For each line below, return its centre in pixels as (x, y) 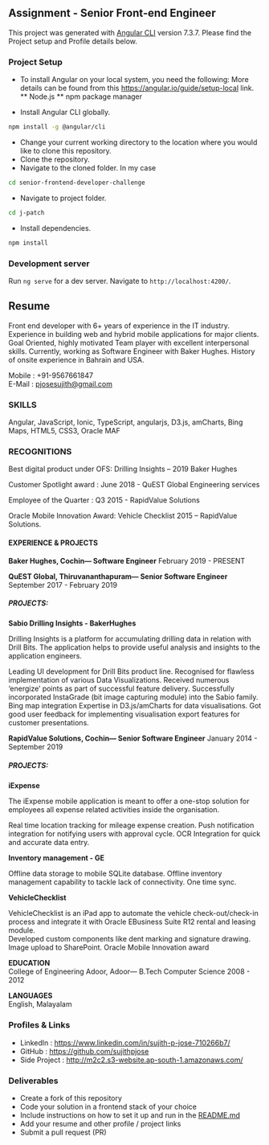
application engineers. (45, 656)
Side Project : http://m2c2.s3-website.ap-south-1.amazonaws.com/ (131, 1060)
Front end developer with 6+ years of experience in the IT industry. (119, 326)
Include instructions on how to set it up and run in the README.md (130, 1115)
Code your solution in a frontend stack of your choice (108, 1107)
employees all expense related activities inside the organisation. (114, 810)
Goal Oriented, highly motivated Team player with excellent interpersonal (129, 343)
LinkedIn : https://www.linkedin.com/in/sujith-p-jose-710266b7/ (125, 1042)
